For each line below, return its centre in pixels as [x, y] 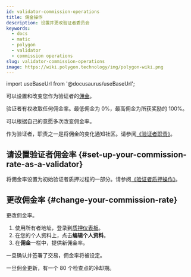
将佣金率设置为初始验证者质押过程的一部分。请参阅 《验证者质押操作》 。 [93, 180]
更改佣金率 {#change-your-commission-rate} [92, 200]
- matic [21, 39]
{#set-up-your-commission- [133, 154]
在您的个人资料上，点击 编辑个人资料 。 [62, 235]
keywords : [18, 28]
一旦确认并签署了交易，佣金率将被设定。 [56, 255]
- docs [20, 34]
